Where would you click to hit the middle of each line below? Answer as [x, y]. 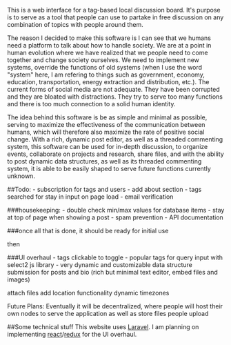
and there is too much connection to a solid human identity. [91, 104]
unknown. [21, 176]
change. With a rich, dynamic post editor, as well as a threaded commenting [115, 139]
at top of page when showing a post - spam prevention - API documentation [115, 217]
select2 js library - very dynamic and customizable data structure [100, 265]
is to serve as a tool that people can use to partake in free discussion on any [115, 17]
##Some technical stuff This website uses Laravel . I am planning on [103, 327]
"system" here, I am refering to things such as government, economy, [106, 75]
